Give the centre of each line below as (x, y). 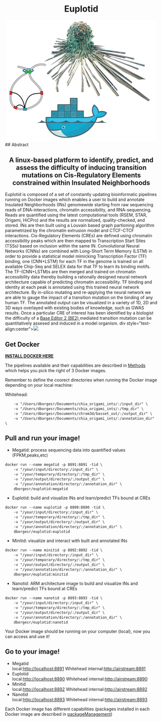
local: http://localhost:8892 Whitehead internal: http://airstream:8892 (80, 689)
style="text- (139, 323)
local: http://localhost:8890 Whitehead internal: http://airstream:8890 (80, 679)
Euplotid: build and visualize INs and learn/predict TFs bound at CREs (81, 498)
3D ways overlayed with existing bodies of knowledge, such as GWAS (74, 308)
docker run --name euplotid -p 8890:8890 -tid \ (55, 507)
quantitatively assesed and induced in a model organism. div (65, 323)
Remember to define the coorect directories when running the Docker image (81, 380)
